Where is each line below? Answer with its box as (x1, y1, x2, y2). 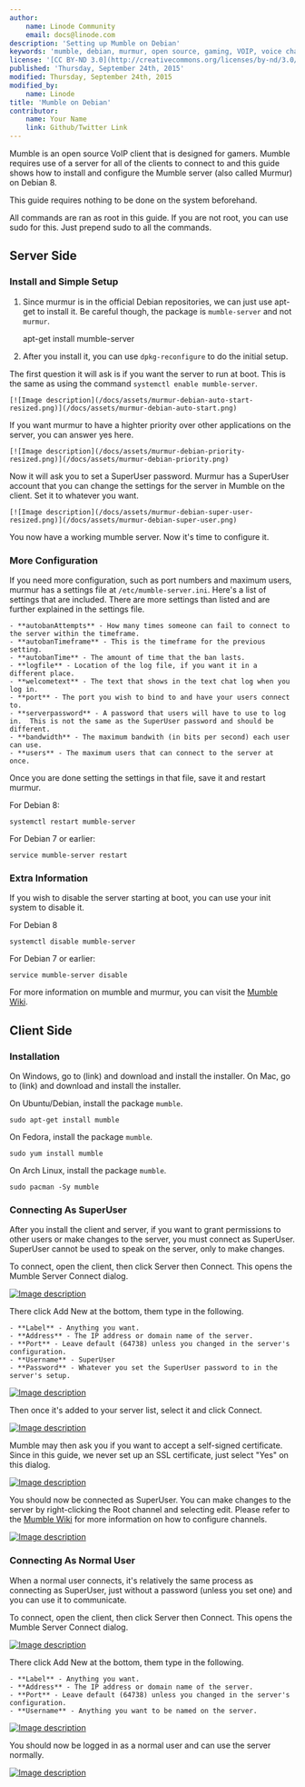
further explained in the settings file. (9, 604, 145, 614)
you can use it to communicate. (9, 1594, 127, 1605)
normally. (9, 1749, 44, 1760)
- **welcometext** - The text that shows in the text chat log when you (9, 676, 290, 686)
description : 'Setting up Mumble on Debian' (9, 38, 181, 48)
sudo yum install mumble (9, 1149, 103, 1158)
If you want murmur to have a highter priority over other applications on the (9, 419, 291, 430)
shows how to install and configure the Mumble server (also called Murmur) (9, 167, 293, 178)
